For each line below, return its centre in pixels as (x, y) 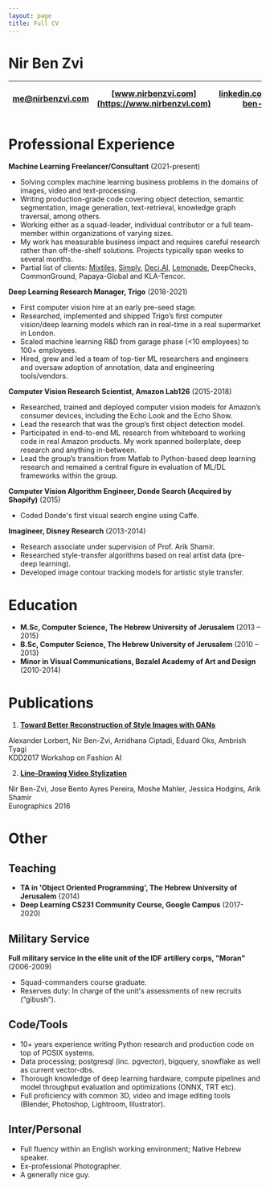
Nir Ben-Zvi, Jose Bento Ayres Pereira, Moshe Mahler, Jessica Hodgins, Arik (135, 789)
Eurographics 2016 (39, 806)
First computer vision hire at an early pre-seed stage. (108, 308)
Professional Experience (92, 144)
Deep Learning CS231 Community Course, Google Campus (120, 905)
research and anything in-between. (78, 450)
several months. (47, 259)
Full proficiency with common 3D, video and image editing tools (125, 1095)
